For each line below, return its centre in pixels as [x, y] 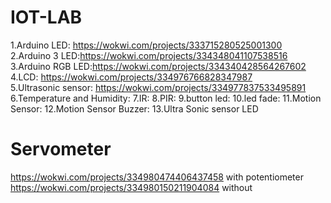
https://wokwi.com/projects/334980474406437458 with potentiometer [157, 177]
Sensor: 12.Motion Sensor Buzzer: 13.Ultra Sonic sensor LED [134, 108]
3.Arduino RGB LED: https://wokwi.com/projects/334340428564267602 [158, 66]
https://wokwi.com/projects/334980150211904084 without [131, 187]
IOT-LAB [46, 17]
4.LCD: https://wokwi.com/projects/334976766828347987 [131, 77]
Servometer [61, 149]
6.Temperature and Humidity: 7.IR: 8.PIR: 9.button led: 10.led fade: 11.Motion [166, 98]
